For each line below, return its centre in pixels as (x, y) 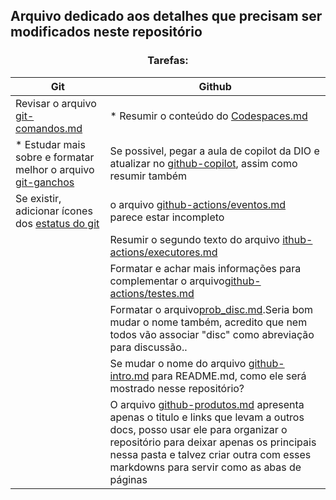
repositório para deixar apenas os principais (213, 442)
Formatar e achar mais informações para (205, 268)
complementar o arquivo (167, 281)
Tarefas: (168, 61)
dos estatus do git (57, 223)
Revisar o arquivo (56, 103)
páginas (128, 479)
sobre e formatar (55, 157)
